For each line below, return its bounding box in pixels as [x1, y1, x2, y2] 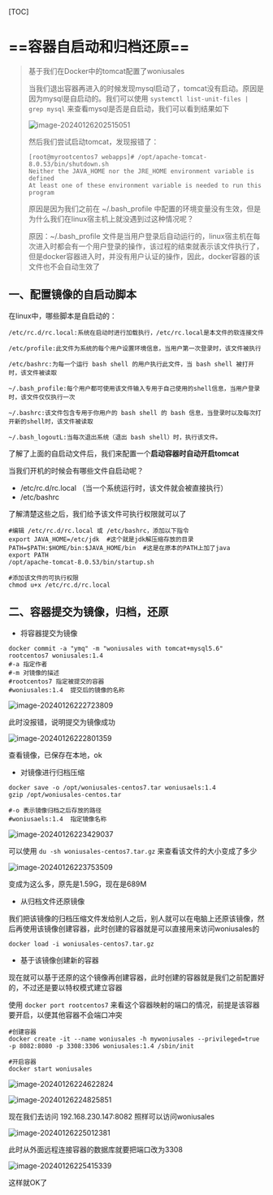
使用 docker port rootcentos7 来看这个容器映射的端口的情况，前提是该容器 [8, 999, 260, 1010]
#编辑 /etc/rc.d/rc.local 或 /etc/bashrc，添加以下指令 [8, 526, 189, 535]
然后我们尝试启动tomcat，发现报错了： [28, 136, 159, 146]
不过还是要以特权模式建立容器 [22, 982, 123, 992]
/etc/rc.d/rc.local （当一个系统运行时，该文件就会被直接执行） [19, 483, 228, 492]
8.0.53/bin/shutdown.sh [28, 160, 110, 168]
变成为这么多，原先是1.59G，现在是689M [8, 879, 147, 889]
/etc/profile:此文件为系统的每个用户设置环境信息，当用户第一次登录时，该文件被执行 [8, 344, 262, 353]
